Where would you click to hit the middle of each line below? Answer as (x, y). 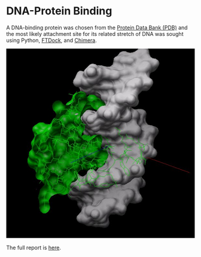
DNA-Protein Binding (59, 11)
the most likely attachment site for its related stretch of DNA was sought (95, 33)
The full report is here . (34, 248)
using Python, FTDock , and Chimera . (51, 40)
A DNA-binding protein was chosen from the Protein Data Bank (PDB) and (97, 27)
